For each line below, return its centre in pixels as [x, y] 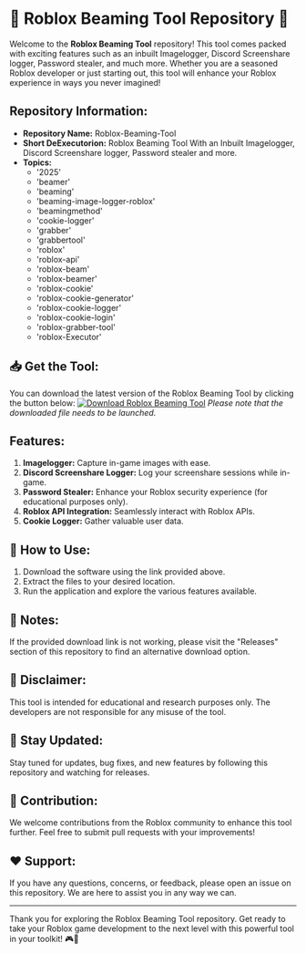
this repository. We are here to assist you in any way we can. [123, 893]
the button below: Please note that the [147, 403]
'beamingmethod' [69, 211]
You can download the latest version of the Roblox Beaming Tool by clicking [152, 393]
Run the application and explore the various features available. [140, 591]
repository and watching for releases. [80, 772]
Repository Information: [79, 112]
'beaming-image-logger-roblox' [96, 201]
